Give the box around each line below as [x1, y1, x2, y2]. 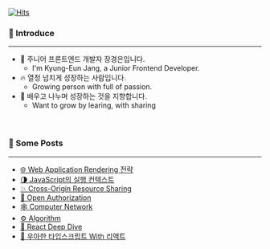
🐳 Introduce [8, 27, 55, 39]
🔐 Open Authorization [19, 193, 92, 202]
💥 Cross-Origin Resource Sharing [19, 183, 133, 193]
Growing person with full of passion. [31, 82, 153, 92]
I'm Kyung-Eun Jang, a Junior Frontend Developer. [31, 63, 200, 73]
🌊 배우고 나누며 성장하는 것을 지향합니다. [19, 92, 147, 101]
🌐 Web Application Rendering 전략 [19, 165, 134, 174]
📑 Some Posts [8, 137, 63, 149]
